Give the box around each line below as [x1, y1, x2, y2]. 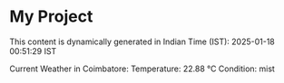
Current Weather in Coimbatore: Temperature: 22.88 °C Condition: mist [9, 63, 275, 74]
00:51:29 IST [9, 45, 57, 56]
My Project [9, 6, 93, 27]
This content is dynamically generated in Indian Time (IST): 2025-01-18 [9, 36, 275, 47]
